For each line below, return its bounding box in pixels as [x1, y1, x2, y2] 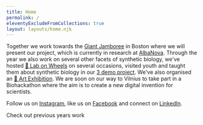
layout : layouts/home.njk [6, 26, 72, 32]
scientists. [6, 88, 32, 95]
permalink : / [6, 15, 40, 21]
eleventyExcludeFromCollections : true [6, 20, 105, 26]
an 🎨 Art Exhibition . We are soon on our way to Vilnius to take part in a [6, 75, 182, 82]
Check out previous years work [6, 112, 85, 119]
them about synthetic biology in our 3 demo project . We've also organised [6, 68, 191, 76]
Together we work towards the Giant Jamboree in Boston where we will [6, 43, 185, 50]
